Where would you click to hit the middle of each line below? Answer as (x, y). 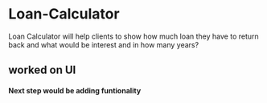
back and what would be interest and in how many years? (104, 44)
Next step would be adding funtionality (75, 90)
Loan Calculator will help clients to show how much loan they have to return (133, 36)
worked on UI (42, 70)
